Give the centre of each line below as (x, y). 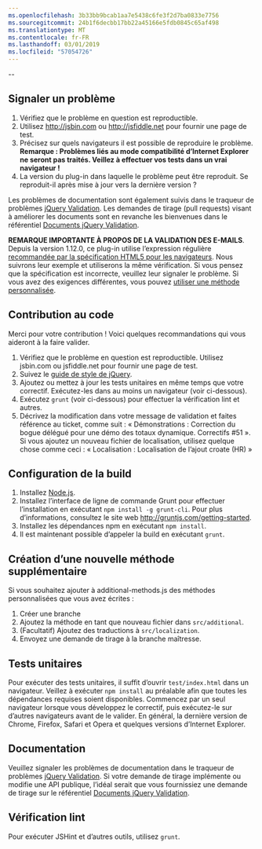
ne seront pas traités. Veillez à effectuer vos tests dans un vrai (123, 159)
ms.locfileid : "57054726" (50, 52)
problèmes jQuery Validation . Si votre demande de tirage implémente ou (125, 776)
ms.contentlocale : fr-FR (49, 37)
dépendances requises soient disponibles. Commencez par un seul (117, 699)
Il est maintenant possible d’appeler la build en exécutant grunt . (122, 534)
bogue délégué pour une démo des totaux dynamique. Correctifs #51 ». (135, 432)
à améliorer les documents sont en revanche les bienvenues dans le (118, 216)
